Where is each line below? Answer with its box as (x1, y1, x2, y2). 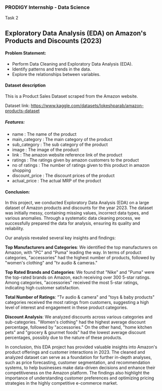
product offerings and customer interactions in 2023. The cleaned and (5, 349, 145, 355)
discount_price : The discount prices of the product (12, 173, 115, 178)
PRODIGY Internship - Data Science (5, 4, 90, 11)
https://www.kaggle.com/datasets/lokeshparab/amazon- (30, 103, 144, 108)
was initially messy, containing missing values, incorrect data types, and (5, 210, 149, 216)
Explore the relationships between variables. (12, 71, 101, 77)
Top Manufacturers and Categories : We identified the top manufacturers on (5, 245, 158, 250)
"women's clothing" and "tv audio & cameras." (5, 260, 98, 266)
